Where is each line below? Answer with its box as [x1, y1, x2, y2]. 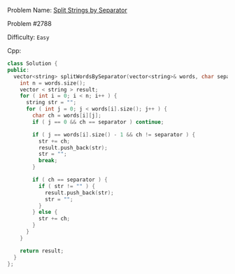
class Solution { [7, 60, 58, 67]
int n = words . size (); [20, 80, 86, 87]
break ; [38, 157, 58, 164]
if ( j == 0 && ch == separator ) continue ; [32, 118, 164, 125]
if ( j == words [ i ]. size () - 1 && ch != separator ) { [32, 131, 196, 138]
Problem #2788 [7, 20, 52, 27]
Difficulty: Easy [7, 33, 50, 41]
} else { [32, 209, 58, 216]
